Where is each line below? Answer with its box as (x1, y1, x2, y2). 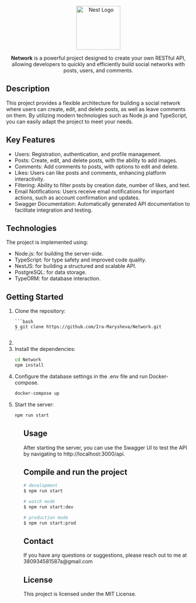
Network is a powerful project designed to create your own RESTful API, (11, 54, 186, 61)
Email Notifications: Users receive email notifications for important (14, 188, 174, 195)
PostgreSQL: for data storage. (14, 269, 87, 276)
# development (23, 483, 58, 488)
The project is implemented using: (6, 239, 88, 246)
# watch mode (23, 499, 56, 505)
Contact (23, 536, 54, 546)
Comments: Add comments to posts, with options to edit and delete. (14, 163, 179, 170)
